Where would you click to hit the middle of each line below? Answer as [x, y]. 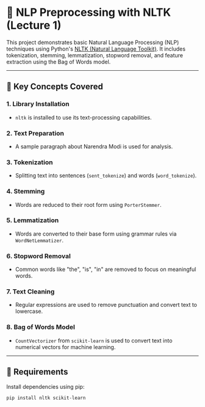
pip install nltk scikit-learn [46, 398]
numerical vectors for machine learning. [65, 347]
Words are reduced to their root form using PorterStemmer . [88, 204]
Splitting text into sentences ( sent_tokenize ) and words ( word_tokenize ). [106, 176]
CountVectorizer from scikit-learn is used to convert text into [94, 340]
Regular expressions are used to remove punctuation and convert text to [106, 305]
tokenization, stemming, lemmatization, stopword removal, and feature [95, 55]
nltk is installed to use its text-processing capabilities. [83, 117]
